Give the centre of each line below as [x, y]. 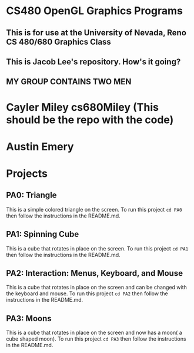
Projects [27, 174]
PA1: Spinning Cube [43, 234]
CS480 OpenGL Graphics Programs [95, 11]
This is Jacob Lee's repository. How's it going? [93, 62]
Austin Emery [40, 146]
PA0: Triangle [31, 195]
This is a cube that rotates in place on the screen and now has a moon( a [94, 333]
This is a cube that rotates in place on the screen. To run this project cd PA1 [97, 248]
